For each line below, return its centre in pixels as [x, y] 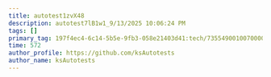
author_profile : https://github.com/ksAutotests [92, 53]
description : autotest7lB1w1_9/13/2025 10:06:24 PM [97, 23]
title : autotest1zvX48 [46, 16]
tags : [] [23, 30]
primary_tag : [30, 38]
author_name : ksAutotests [52, 61]
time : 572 [25, 46]
